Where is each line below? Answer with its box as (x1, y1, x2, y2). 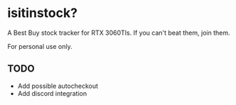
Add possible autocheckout (17, 82, 98, 90)
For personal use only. (7, 42, 73, 50)
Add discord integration (17, 89, 87, 97)
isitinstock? (7, 5, 78, 21)
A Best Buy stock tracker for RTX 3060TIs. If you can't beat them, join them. (7, 28, 230, 37)
